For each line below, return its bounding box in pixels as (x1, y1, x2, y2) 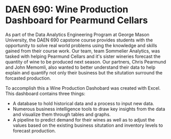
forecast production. (12, 127, 56, 134)
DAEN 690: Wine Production (5, 4, 129, 15)
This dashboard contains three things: (5, 90, 85, 96)
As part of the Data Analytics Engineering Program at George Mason (5, 31, 149, 37)
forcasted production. (5, 75, 51, 81)
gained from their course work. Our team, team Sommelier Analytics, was (5, 48, 160, 54)
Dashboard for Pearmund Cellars (5, 14, 148, 26)
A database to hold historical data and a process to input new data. (12, 100, 155, 106)
